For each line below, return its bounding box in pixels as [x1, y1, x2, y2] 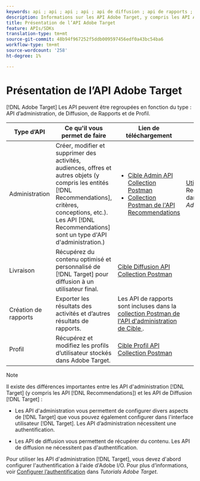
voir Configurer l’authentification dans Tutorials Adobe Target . [6, 468, 158, 475]
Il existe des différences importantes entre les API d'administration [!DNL [6, 383, 185, 390]
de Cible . [117, 324, 145, 332]
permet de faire [61, 131, 107, 140]
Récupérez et [55, 334, 93, 342]
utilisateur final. [55, 285, 99, 293]
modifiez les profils [55, 341, 109, 350]
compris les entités [55, 178, 109, 187]
